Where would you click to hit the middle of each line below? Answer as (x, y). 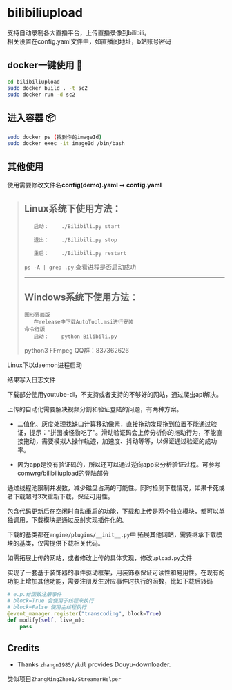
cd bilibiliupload (33, 82)
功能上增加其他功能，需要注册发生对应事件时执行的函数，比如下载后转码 (110, 581)
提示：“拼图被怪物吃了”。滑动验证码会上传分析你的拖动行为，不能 (123, 433)
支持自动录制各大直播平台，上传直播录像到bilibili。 (79, 32)
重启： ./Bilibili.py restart (80, 253)
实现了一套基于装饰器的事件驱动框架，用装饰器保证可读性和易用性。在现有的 (116, 572)
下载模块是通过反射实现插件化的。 (79, 520)
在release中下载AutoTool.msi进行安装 (84, 322)
